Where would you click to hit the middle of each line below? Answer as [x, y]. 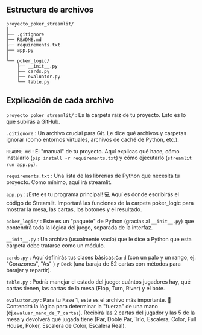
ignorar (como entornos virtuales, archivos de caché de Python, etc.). [93, 139]
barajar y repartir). [29, 270]
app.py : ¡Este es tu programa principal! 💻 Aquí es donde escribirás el [93, 194]
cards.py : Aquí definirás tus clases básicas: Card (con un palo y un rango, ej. [101, 257]
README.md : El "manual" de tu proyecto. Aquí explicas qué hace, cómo [93, 151]
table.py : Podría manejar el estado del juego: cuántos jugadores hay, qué [99, 282]
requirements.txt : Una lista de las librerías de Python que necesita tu [93, 176]
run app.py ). [22, 164]
